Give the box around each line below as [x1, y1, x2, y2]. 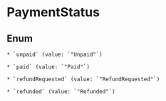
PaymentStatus [6, 4, 100, 20]
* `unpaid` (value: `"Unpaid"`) [6, 51, 103, 58]
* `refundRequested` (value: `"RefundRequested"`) [6, 76, 160, 83]
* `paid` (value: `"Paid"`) [6, 64, 90, 71]
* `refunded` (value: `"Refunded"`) [6, 88, 115, 95]
